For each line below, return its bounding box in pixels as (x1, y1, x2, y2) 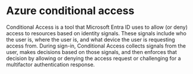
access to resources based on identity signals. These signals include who (6, 29, 187, 36)
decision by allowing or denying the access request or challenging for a (6, 55, 181, 62)
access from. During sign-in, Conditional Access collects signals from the (6, 42, 186, 49)
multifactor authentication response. (6, 60, 95, 68)
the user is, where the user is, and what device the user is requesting (6, 36, 175, 43)
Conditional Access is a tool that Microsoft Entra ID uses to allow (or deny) (6, 23, 188, 31)
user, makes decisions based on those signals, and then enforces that (6, 48, 177, 55)
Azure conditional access (6, 4, 135, 18)
